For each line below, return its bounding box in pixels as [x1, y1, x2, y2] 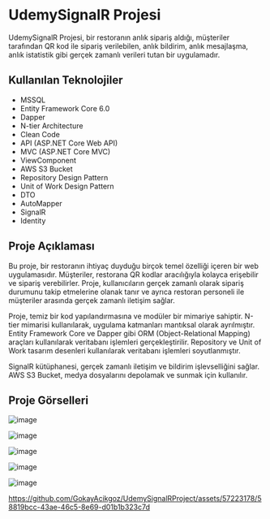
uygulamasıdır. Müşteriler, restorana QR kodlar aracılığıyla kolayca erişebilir [8, 270, 259, 279]
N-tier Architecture [19, 120, 84, 131]
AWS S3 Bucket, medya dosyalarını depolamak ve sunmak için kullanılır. [8, 370, 248, 379]
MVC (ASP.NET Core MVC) [19, 146, 111, 156]
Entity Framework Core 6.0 [19, 103, 110, 113]
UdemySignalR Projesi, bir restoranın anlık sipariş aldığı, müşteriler [8, 32, 230, 42]
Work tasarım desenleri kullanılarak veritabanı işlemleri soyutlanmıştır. [8, 345, 241, 355]
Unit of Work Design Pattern [19, 181, 115, 191]
